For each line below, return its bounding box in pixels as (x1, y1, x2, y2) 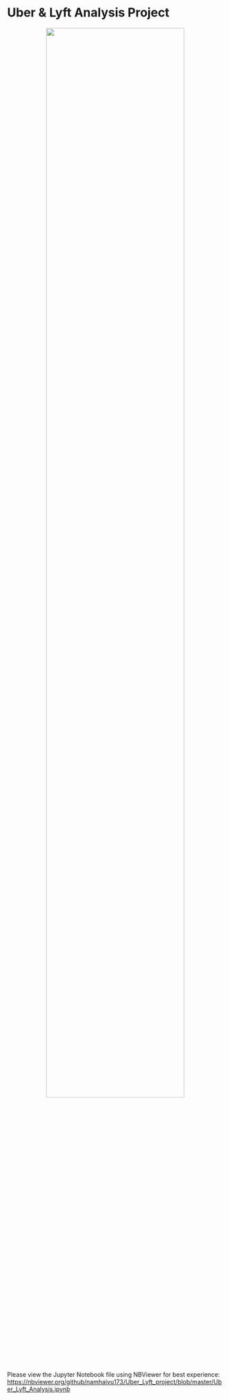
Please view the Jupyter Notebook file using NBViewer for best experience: (7, 1370, 221, 1379)
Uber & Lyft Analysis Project (7, 5, 170, 21)
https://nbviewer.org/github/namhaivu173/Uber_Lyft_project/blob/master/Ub (7, 1377, 222, 1386)
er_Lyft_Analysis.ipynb (7, 1385, 71, 1393)
